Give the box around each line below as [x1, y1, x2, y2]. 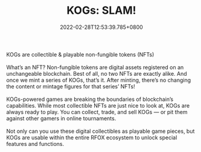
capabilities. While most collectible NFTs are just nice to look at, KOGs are [6, 102, 190, 109]
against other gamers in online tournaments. [6, 115, 116, 122]
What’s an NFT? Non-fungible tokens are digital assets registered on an [6, 64, 184, 71]
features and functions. [6, 140, 65, 147]
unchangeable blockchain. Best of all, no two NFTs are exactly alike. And [6, 70, 187, 77]
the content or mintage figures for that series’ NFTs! [6, 82, 136, 90]
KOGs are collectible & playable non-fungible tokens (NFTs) [6, 50, 155, 58]
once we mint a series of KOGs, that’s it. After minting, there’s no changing [6, 76, 191, 84]
